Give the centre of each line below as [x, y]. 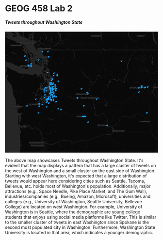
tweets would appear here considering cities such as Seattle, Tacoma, [75, 181]
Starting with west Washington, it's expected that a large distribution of [76, 176]
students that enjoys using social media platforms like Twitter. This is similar [81, 217]
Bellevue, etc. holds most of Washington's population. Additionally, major [78, 186]
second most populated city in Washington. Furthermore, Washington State [80, 227]
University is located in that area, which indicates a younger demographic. [79, 232]
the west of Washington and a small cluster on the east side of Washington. [80, 171]
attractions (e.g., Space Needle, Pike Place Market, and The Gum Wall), [76, 191]
